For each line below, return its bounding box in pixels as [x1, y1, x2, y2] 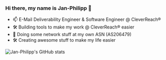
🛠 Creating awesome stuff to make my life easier [12, 37, 116, 43]
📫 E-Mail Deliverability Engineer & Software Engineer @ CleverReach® [12, 16, 161, 22]
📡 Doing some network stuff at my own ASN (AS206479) [12, 32, 132, 38]
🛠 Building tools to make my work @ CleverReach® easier [12, 24, 135, 30]
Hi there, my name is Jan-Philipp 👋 [5, 5, 92, 12]
